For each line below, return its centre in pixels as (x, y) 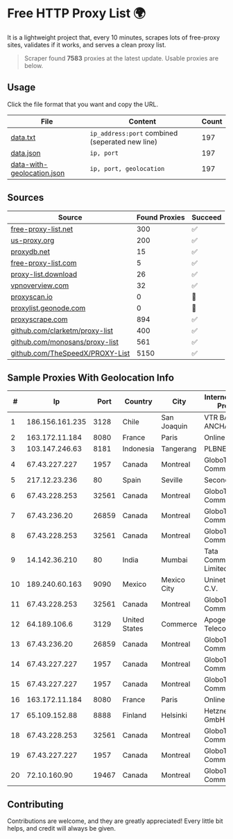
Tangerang (179, 449)
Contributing (35, 804)
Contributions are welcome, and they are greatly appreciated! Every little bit (115, 821)
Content (143, 121)
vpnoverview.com (40, 285)
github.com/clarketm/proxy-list (62, 331)
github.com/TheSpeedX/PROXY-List (70, 353)
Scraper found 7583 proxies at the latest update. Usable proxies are (121, 58)
